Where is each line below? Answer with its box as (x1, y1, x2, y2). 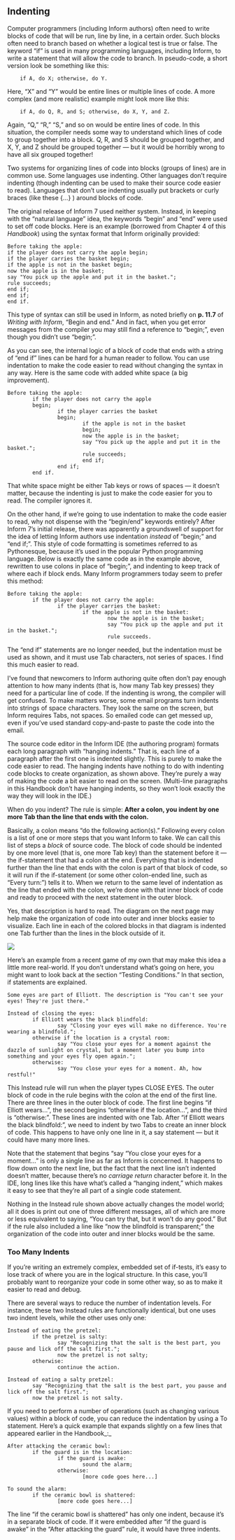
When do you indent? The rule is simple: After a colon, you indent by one (7, 805, 220, 813)
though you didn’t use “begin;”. (7, 332, 97, 341)
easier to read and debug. (7, 1285, 82, 1294)
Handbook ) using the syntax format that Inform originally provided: (7, 229, 201, 237)
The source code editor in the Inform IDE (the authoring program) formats (7, 739, 220, 748)
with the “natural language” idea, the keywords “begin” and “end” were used (7, 214, 227, 223)
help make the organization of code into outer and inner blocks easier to (7, 913, 215, 923)
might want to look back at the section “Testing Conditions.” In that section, (7, 970, 225, 979)
